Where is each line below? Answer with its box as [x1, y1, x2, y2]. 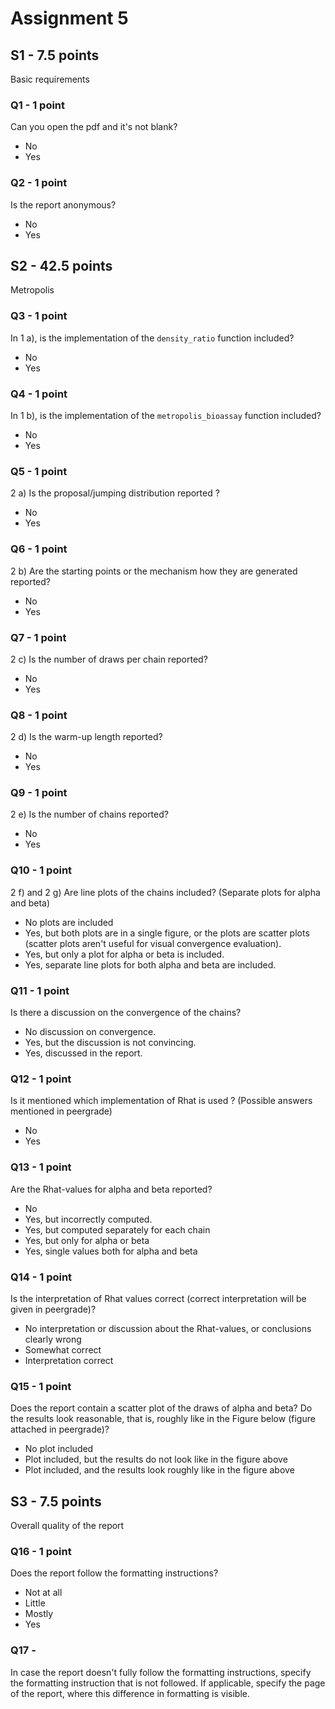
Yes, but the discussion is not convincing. [24, 1037, 197, 1049]
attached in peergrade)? [10, 1423, 110, 1436]
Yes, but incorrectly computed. [24, 1213, 153, 1225]
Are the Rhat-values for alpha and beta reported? [10, 1183, 213, 1195]
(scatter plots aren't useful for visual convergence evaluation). [24, 937, 282, 949]
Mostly [24, 1608, 54, 1620]
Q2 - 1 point [10, 176, 68, 190]
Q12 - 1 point [10, 1072, 72, 1086]
